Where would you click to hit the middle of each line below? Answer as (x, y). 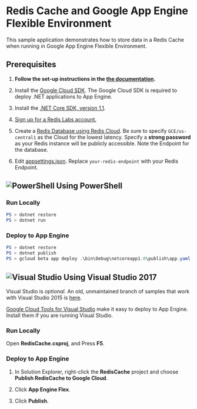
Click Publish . (31, 401)
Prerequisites (31, 65)
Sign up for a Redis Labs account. (56, 119)
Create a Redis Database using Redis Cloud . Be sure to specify (91, 130)
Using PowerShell (89, 186)
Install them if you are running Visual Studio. (60, 315)
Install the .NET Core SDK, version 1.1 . (60, 108)
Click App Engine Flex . (42, 389)
